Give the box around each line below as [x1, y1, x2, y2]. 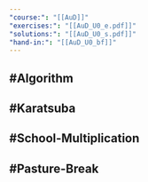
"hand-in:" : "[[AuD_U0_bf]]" [9, 37, 117, 47]
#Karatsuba [9, 101, 76, 116]
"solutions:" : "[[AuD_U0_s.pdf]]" [9, 29, 137, 38]
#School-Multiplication [9, 131, 140, 146]
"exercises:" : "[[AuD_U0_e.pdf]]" [9, 21, 137, 30]
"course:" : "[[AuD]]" [9, 12, 90, 22]
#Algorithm [9, 70, 74, 85]
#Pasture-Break [9, 161, 99, 176]
